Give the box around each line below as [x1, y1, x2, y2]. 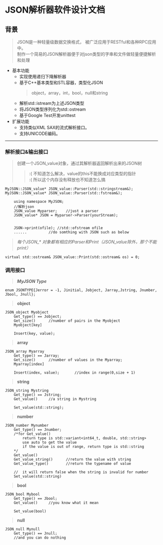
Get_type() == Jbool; [14, 496, 57, 501]
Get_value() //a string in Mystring [14, 396, 97, 401]
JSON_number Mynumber [5, 423, 49, 428]
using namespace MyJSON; [14, 199, 64, 204]
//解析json [14, 204, 34, 209]
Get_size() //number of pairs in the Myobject [14, 318, 120, 323]
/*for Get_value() [14, 431, 51, 436]
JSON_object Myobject [5, 310, 49, 314]
